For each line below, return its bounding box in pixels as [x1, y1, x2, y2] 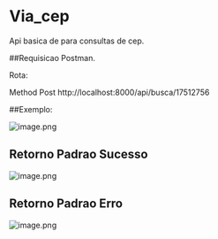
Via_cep [9, 6, 70, 27]
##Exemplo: [9, 104, 53, 114]
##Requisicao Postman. [9, 52, 95, 63]
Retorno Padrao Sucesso [9, 147, 148, 162]
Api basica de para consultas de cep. [9, 35, 145, 46]
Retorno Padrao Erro [9, 197, 124, 212]
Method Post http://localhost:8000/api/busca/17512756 [9, 87, 210, 97]
